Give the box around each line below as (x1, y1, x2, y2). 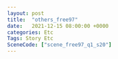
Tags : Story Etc (7, 35, 54, 42)
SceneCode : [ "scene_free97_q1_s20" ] (7, 41, 112, 48)
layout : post (7, 9, 45, 17)
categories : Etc (7, 28, 54, 36)
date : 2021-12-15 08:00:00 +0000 (7, 22, 109, 29)
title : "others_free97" (7, 16, 78, 23)
